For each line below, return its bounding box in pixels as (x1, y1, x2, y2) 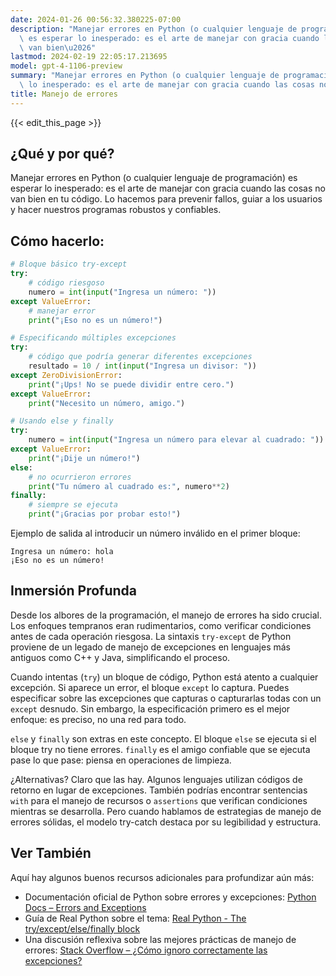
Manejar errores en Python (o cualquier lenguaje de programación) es (10, 172, 298, 184)
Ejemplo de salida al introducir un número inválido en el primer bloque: (10, 527, 301, 539)
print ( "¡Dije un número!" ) (28, 453, 141, 463)
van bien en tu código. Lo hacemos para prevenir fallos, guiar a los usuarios (10, 193, 323, 205)
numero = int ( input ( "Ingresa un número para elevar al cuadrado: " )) (28, 435, 325, 445)
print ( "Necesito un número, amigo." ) (28, 398, 186, 408)
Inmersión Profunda (10, 582, 138, 600)
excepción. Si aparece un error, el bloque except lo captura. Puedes (10, 681, 290, 693)
